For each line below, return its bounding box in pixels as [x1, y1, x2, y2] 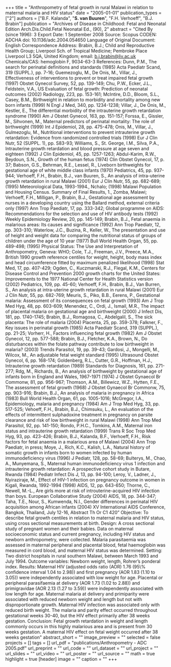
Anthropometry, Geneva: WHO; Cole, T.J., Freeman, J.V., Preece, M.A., [5, 249, 154, 255]
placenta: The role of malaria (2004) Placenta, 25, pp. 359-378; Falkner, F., [5, 319, 163, 325]
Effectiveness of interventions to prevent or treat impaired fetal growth [5, 75, 154, 81]
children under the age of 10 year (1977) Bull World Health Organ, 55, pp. [5, 238, 158, 244]
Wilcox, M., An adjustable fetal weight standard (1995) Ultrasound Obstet [5, 352, 159, 358]
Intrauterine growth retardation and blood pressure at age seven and [5, 146, 150, 151]
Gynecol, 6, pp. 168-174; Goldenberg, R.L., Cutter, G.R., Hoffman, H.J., [5, 357, 153, 363]
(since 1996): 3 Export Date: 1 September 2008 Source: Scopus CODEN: [5, 32, 157, 37]
